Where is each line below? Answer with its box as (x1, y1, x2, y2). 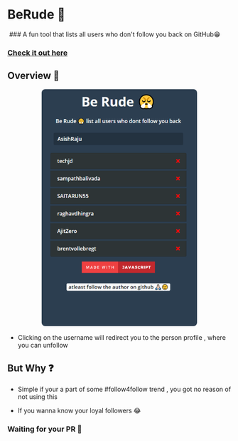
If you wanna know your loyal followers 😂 (17, 406, 141, 415)
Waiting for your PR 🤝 (7, 424, 82, 434)
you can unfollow (17, 341, 69, 349)
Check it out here (7, 48, 68, 58)
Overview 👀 (7, 70, 60, 82)
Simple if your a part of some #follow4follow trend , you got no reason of (17, 385, 232, 393)
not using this (17, 392, 58, 401)
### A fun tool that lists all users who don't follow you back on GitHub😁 (9, 30, 221, 38)
